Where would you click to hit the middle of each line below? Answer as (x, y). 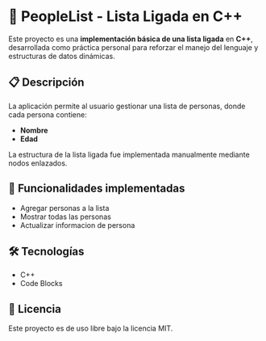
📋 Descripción (46, 83)
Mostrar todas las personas (65, 217)
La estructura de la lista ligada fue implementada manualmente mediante (129, 154)
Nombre (34, 130)
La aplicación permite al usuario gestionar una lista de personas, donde (127, 106)
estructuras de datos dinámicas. (62, 56)
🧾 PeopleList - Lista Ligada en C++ (126, 17)
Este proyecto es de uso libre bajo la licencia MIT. (91, 328)
